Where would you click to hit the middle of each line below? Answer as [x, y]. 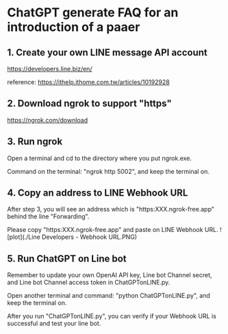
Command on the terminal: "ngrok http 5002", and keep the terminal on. [109, 171]
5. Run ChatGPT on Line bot [67, 258]
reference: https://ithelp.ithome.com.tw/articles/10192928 [88, 82]
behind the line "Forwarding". [48, 216]
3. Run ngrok [35, 142]
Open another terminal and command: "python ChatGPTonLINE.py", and [109, 296]
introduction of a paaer [74, 27]
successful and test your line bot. [54, 324]
